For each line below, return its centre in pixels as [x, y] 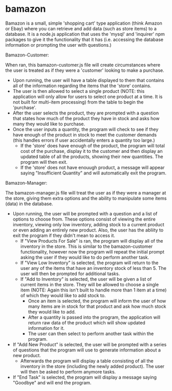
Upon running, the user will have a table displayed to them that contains [88, 80]
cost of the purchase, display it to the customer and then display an [91, 151]
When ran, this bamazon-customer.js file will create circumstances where [83, 65]
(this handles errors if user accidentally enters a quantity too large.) [84, 140]
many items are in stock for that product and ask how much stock [97, 306]
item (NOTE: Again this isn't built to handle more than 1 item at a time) [93, 290]
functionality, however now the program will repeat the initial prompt [92, 251]
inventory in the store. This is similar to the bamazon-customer [87, 246]
